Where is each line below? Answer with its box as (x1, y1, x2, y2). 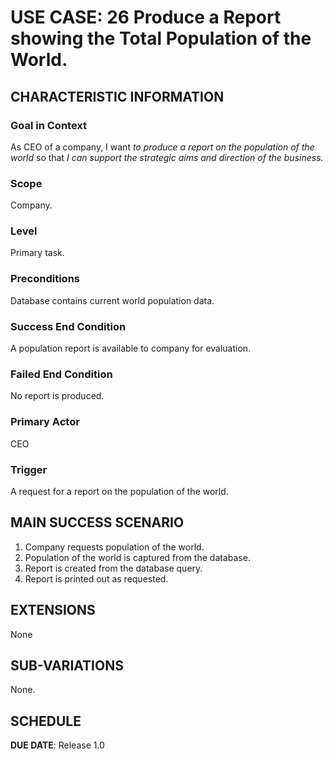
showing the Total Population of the (10, 27, 312, 50)
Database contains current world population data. (10, 294, 215, 306)
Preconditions (10, 272, 81, 286)
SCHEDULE (10, 712, 82, 730)
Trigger (10, 462, 48, 476)
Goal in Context (10, 118, 88, 132)
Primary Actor (10, 415, 80, 429)
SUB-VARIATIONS (10, 657, 124, 674)
